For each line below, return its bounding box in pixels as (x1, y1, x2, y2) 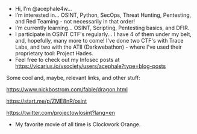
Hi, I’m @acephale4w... (14, 5, 72, 12)
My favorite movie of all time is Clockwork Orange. (14, 121, 141, 128)
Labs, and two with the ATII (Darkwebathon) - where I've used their (14, 43, 182, 50)
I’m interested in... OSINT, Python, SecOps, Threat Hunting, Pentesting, (14, 11, 192, 19)
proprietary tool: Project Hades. (14, 50, 93, 56)
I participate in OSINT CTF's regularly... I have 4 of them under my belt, (14, 31, 192, 38)
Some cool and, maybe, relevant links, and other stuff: (6, 75, 140, 81)
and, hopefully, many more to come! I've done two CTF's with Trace (14, 37, 184, 44)
